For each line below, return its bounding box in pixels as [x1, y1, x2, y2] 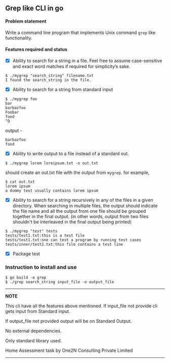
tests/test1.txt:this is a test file [5, 233, 85, 238]
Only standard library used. [5, 338, 62, 344]
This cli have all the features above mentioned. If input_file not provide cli [5, 303, 158, 309]
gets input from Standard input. [5, 308, 71, 314]
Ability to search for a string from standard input [12, 86, 113, 93]
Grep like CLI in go [5, 4, 64, 13]
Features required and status [5, 47, 67, 53]
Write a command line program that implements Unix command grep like [5, 29, 156, 35]
